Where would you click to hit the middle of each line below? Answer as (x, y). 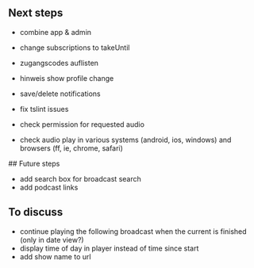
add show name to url (55, 256)
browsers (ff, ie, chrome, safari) (71, 148)
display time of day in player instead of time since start (109, 248)
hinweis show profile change (67, 78)
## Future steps (34, 163)
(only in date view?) (52, 239)
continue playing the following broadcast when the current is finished (133, 231)
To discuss (36, 212)
